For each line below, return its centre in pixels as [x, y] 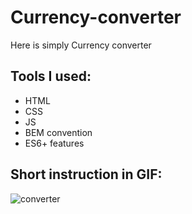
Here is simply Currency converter [81, 45]
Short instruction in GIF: [86, 174]
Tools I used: [51, 76]
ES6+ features [54, 143]
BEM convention [58, 132]
